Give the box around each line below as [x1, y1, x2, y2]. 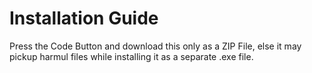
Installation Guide [9, 7, 159, 30]
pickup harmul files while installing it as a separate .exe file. [9, 50, 254, 62]
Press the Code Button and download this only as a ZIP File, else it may [9, 40, 302, 52]
